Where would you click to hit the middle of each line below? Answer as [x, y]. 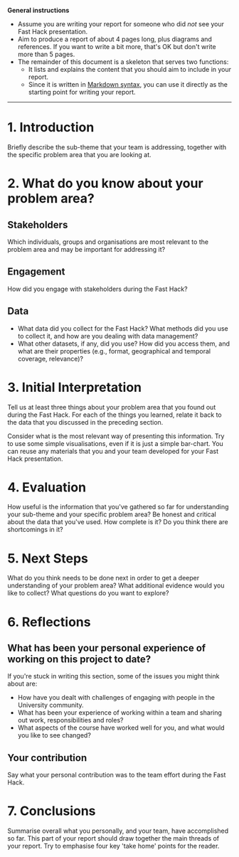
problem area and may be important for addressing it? [86, 249]
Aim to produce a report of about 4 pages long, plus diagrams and [115, 39]
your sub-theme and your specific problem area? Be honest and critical [112, 514]
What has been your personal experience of [107, 648]
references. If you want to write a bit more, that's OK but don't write [117, 47]
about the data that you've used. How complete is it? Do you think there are [118, 522]
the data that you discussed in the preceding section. [85, 422]
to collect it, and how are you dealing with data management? [108, 336]
